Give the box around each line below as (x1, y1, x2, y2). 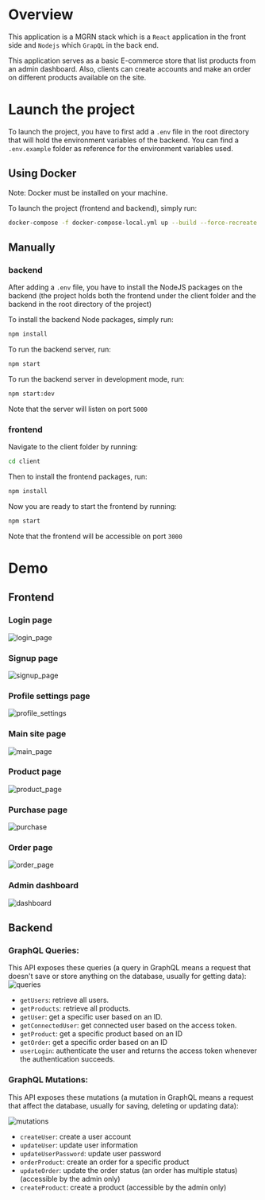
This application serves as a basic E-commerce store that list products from (8, 56, 256, 65)
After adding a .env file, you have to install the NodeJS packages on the (8, 282, 244, 292)
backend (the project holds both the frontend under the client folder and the (8, 291, 256, 301)
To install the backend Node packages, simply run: (8, 315, 174, 324)
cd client (8, 457, 41, 466)
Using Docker (8, 167, 77, 181)
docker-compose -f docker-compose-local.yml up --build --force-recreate (8, 219, 258, 227)
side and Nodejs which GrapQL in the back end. (8, 40, 159, 49)
